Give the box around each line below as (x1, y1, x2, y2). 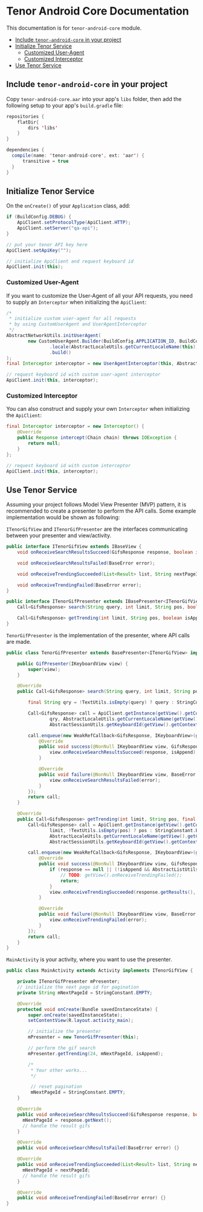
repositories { (6, 113, 45, 119)
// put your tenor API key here (6, 241, 88, 247)
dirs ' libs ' (28, 125, 59, 131)
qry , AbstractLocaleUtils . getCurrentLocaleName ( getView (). (49, 716, 201, 722)
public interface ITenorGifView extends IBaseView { (6, 543, 142, 550)
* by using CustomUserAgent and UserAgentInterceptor (8, 321, 147, 327)
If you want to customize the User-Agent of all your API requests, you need (6, 292, 193, 299)
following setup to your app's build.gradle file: (6, 102, 124, 109)
